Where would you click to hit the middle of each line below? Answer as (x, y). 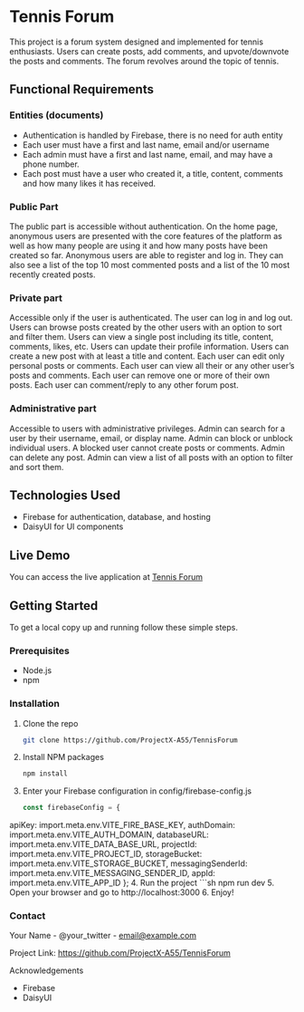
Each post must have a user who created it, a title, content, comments (152, 173)
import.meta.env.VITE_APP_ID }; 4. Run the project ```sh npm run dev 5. (142, 883)
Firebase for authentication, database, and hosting (116, 517)
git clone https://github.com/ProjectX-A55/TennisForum (130, 740)
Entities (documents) (57, 115)
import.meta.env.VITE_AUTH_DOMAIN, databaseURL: (109, 834)
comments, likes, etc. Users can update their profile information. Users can (149, 347)
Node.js (37, 670)
